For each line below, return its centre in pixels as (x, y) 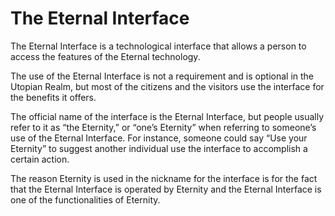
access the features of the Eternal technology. (105, 56)
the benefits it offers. (53, 97)
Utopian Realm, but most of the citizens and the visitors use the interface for (167, 86)
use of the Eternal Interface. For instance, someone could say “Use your (159, 138)
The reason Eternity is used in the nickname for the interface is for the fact (164, 178)
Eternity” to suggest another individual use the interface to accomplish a (159, 148)
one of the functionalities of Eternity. (85, 199)
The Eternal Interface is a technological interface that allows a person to (158, 46)
